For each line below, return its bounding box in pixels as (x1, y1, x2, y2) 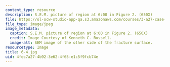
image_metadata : (5, 26, 39, 31)
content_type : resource (5, 7, 56, 13)
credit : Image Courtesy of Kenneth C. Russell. (10, 36, 112, 41)
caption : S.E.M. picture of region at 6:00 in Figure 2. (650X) (10, 31, 148, 36)
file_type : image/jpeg (5, 21, 53, 27)
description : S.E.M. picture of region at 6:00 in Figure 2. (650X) (5, 12, 153, 17)
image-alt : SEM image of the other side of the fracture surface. (10, 40, 153, 45)
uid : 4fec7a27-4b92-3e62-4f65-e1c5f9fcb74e (5, 54, 99, 59)
